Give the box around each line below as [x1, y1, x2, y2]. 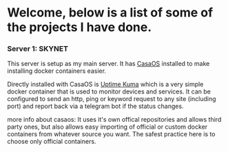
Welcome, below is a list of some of [7, 5, 214, 21]
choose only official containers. [7, 138, 96, 146]
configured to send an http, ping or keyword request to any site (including [7, 95, 216, 103]
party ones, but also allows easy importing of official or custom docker [7, 122, 208, 131]
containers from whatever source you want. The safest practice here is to [7, 130, 216, 138]
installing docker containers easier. [7, 67, 107, 75]
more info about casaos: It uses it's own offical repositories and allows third [7, 116, 222, 124]
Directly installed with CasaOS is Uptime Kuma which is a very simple [7, 80, 204, 89]
